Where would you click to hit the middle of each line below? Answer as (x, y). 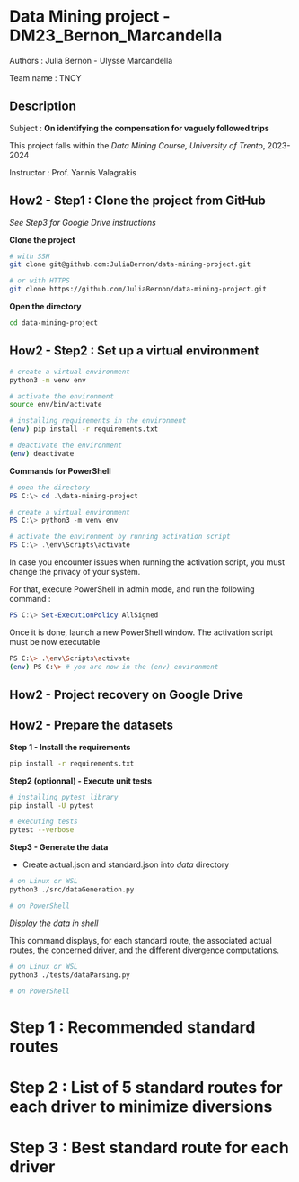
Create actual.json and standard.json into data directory (126, 864)
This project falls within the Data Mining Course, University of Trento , (137, 145)
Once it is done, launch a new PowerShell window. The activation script (141, 632)
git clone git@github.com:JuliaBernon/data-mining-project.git (130, 264)
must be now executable (55, 641)
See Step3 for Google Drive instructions (83, 222)
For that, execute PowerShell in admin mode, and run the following (132, 589)
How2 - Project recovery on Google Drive (127, 695)
